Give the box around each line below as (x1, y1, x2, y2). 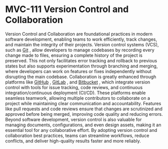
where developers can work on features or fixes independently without (5, 68, 152, 74)
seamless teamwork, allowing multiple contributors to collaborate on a (5, 95, 150, 101)
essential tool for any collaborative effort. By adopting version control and (5, 127, 157, 133)
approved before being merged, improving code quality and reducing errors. (5, 111, 163, 117)
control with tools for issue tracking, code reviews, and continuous (5, 84, 143, 90)
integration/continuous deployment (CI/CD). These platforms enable (5, 90, 146, 96)
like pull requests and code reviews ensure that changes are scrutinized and (5, 106, 163, 112)
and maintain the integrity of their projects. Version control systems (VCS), (5, 41, 159, 47)
